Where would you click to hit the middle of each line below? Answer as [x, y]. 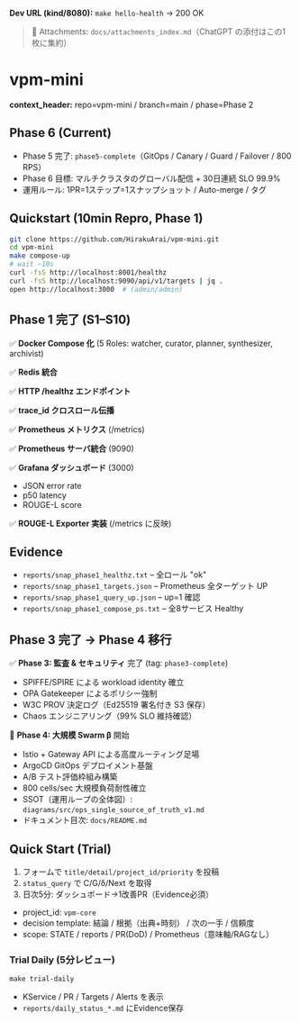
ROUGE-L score [52, 504]
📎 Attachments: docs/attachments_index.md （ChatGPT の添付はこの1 [159, 32]
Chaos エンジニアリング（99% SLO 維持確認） [109, 716]
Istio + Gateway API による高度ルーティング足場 [111, 755]
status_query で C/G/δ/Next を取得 [87, 882]
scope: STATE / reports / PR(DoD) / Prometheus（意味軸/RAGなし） [148, 934]
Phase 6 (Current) [61, 133]
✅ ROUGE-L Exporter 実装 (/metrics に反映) [91, 523]
